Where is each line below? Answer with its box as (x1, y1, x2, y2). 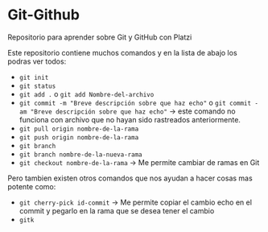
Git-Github (7, 6, 80, 24)
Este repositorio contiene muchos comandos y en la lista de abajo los (7, 48, 238, 57)
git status (19, 82, 56, 90)
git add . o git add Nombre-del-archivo (19, 89, 155, 98)
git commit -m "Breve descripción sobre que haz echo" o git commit (19, 97, 251, 107)
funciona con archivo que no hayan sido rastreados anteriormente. (19, 114, 241, 124)
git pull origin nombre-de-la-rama (19, 125, 139, 133)
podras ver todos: (7, 56, 67, 66)
